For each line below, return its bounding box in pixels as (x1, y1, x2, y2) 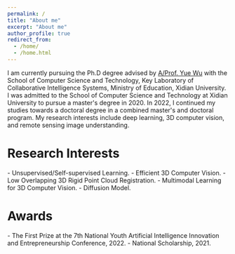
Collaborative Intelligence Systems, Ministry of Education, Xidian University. (7, 83, 227, 92)
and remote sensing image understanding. (7, 121, 130, 129)
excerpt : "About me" (7, 23, 68, 30)
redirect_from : (7, 36, 52, 44)
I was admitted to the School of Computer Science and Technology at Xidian (7, 91, 228, 99)
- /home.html (13, 50, 52, 57)
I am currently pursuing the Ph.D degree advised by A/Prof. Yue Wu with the (7, 68, 228, 77)
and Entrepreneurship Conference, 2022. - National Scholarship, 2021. (7, 239, 212, 247)
